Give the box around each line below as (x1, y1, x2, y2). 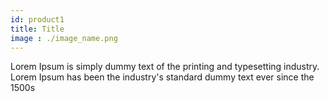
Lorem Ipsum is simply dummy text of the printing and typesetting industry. (10, 61, 320, 73)
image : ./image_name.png (10, 33, 118, 43)
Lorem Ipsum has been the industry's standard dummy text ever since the (10, 71, 315, 83)
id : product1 (10, 14, 65, 25)
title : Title (10, 24, 65, 34)
